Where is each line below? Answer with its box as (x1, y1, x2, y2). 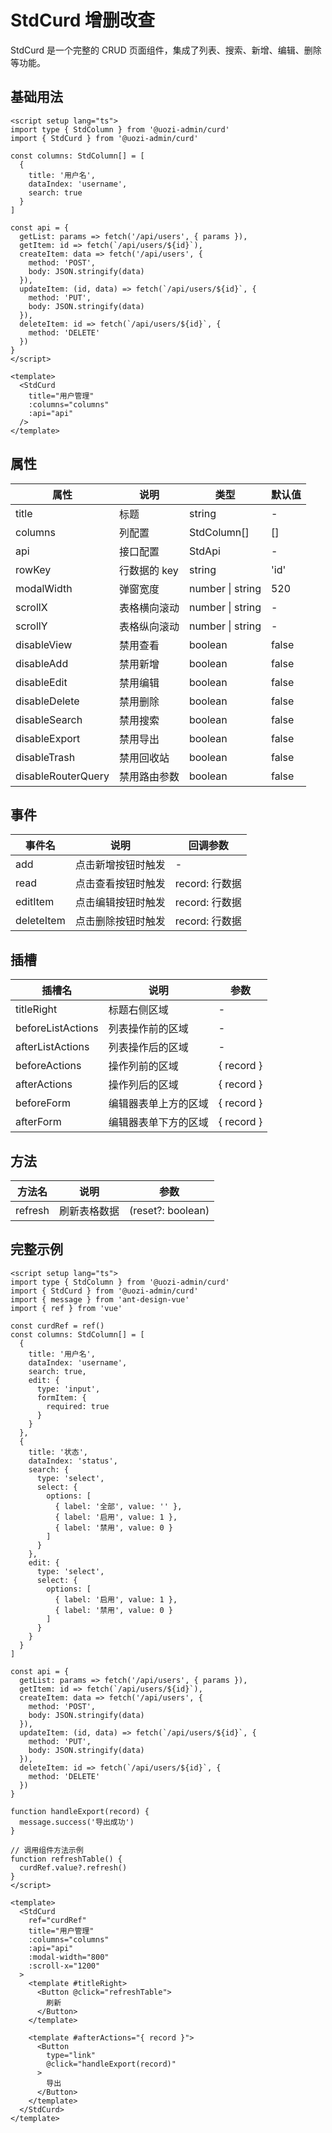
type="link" (46, 2050, 97, 2060)
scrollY (15, 619, 48, 633)
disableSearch (15, 712, 83, 726)
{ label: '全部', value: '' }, (54, 1501, 183, 1511)
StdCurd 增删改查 (10, 9, 156, 32)
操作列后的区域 (108, 1078, 179, 1092)
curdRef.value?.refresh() (19, 1862, 128, 1873)
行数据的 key (118, 563, 179, 577)
